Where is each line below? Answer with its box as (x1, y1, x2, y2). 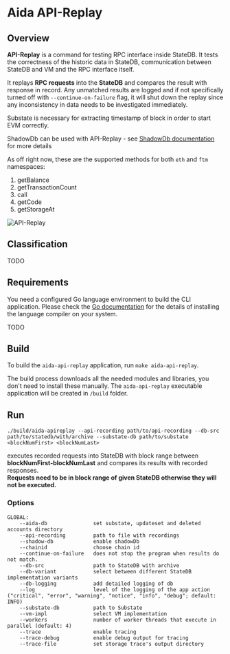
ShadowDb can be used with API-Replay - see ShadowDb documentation (7, 134, 215, 143)
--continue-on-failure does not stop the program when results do (19, 550, 220, 557)
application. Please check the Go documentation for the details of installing (7, 302, 220, 311)
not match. (7, 556, 38, 563)
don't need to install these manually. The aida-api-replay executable (7, 382, 203, 390)
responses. (7, 467, 39, 475)
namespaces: (7, 163, 46, 170)
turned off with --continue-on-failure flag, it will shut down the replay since (7, 93, 224, 101)
